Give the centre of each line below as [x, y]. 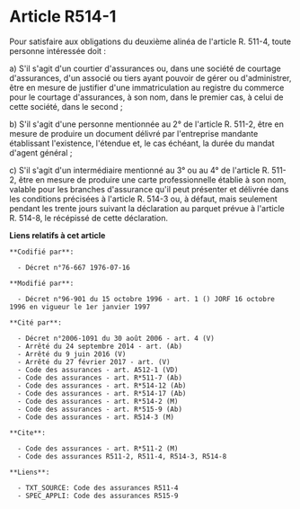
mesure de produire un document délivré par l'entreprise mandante [134, 133]
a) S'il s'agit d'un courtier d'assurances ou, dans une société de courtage [145, 68]
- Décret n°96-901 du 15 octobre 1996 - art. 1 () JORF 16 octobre [146, 299]
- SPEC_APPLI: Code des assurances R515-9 [98, 496]
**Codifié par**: [42, 252]
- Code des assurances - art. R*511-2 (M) [98, 448]
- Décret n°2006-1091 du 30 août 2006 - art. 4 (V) [116, 338]
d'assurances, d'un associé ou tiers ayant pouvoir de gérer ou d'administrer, [150, 77]
